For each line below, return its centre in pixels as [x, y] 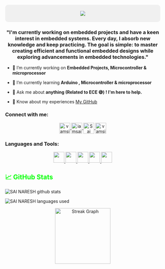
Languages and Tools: [32, 144]
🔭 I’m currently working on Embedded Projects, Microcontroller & [79, 68]
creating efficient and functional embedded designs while [83, 51]
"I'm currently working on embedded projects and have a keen [83, 33]
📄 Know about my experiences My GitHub [55, 102]
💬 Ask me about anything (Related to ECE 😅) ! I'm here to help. [77, 92]
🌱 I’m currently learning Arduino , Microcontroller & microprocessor [82, 83]
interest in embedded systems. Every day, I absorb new [83, 39]
